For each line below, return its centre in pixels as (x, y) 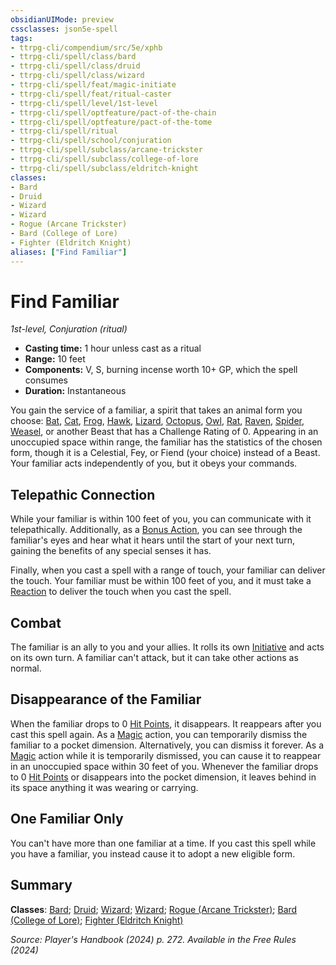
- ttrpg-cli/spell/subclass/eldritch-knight (104, 168)
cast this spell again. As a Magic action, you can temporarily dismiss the (159, 734)
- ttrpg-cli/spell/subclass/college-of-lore (104, 159)
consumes (46, 380)
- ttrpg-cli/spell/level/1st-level (84, 103)
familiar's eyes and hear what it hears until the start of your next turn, (153, 540)
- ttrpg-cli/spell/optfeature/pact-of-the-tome (111, 122)
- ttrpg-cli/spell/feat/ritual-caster (91, 94)
